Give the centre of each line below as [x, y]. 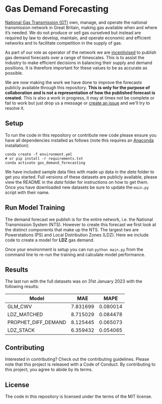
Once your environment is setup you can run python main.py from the [74, 249]
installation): [17, 145]
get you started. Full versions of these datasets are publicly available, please [81, 177]
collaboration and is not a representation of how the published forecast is [80, 93]
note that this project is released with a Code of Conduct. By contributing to [80, 364]
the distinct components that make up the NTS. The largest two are [72, 229]
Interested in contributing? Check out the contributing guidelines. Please [77, 359]
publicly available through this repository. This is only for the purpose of [77, 87]
